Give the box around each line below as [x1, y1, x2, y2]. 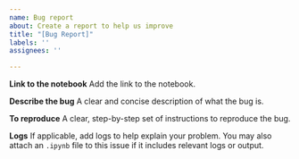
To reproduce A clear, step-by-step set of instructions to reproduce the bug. [9, 113, 291, 124]
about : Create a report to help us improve [9, 21, 174, 30]
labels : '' [9, 38, 50, 47]
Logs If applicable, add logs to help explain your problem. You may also [9, 130, 272, 141]
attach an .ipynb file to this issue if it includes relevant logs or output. [9, 140, 264, 151]
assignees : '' [9, 46, 62, 55]
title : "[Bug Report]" [9, 29, 94, 38]
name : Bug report [9, 13, 74, 22]
